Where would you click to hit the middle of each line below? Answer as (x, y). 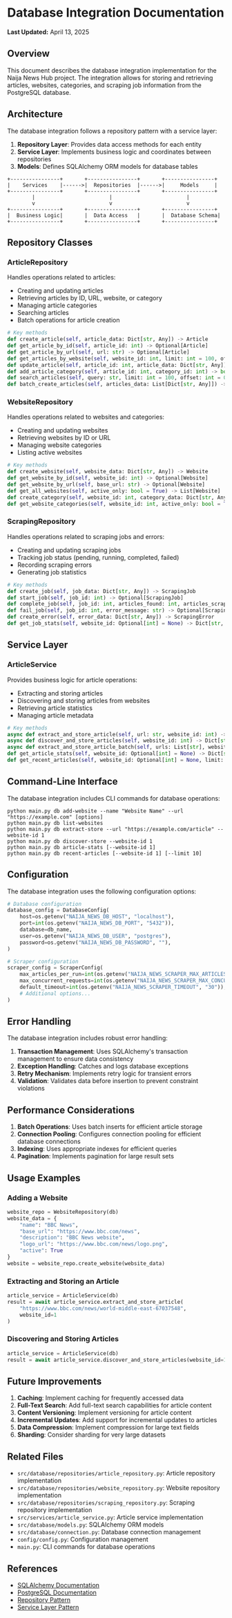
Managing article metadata (55, 715)
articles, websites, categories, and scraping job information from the (104, 85)
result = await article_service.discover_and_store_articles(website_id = (116, 1360)
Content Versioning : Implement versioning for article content (104, 1412)
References (32, 1569)
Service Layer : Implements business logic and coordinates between (114, 152)
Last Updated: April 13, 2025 (48, 32)
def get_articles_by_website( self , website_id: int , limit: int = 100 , (112, 358)
